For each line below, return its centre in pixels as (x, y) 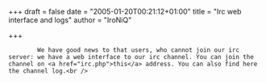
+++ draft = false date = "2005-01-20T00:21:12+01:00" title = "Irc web (125, 12)
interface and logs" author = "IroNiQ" (70, 20)
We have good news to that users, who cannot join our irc (139, 50)
